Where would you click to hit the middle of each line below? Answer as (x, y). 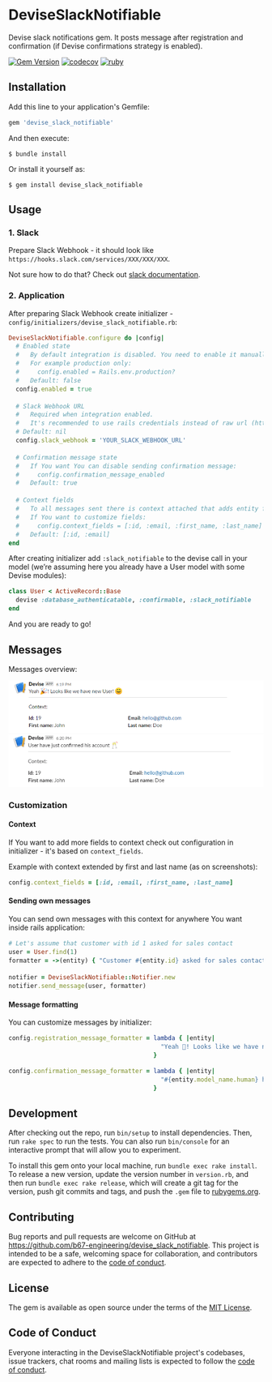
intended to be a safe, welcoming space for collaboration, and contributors (133, 1254)
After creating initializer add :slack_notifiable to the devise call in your (128, 558)
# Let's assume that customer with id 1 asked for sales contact (121, 943)
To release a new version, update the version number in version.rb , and (129, 1174)
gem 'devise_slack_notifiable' (61, 122)
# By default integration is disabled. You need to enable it (126, 355)
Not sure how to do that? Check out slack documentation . (104, 275)
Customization (38, 805)
